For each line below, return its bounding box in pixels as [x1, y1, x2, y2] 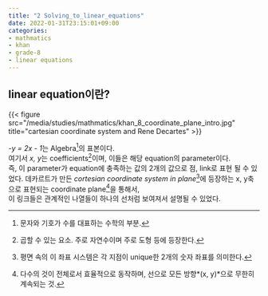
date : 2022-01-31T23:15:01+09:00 [8, 19, 120, 27]
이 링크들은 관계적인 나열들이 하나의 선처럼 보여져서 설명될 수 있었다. [8, 194, 221, 203]
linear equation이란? [8, 88, 110, 101]
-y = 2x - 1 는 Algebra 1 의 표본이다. [8, 141, 116, 152]
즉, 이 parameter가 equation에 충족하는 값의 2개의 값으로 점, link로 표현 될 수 [8, 164, 250, 172]
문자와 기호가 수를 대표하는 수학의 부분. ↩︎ [19, 219, 150, 228]
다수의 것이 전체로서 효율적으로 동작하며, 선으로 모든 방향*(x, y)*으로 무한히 [19, 269, 255, 279]
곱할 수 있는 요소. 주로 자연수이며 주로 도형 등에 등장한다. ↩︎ [19, 235, 205, 245]
